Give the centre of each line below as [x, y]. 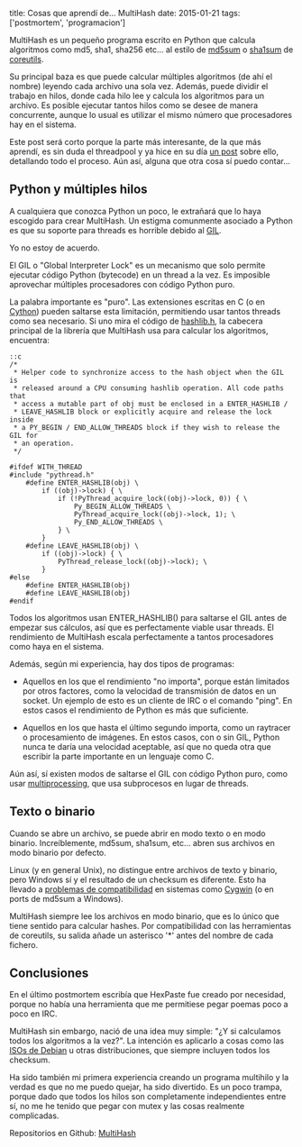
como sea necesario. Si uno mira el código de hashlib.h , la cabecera [136, 321]
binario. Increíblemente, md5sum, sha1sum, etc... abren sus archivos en [142, 842]
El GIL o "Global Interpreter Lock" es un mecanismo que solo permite [137, 265]
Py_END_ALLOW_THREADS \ [119, 522]
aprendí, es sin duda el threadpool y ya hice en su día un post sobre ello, [144, 151]
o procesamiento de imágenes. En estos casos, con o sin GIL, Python [151, 737]
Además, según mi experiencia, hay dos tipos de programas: [122, 664]
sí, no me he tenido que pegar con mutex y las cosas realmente [127, 1106]
